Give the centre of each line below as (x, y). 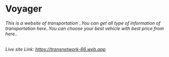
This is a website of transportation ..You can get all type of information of (83, 23)
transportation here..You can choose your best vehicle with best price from (84, 28)
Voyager (24, 9)
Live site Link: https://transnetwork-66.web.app (56, 49)
